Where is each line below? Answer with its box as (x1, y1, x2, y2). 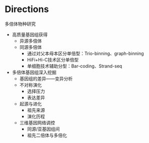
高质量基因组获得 (12, 31, 48, 37)
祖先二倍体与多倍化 (27, 132, 67, 138)
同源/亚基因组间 (27, 126, 60, 132)
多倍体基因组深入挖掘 (12, 69, 56, 75)
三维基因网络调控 (19, 119, 55, 125)
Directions (5, 4, 49, 15)
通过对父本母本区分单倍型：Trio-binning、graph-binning (27, 50, 144, 56)
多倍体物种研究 (5, 21, 36, 27)
